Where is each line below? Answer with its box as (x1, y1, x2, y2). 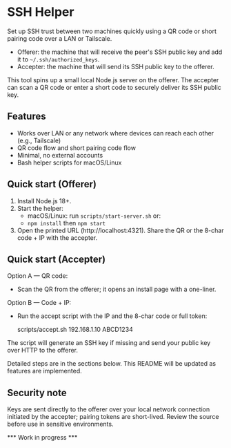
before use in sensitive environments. (7, 420, 114, 429)
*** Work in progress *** (7, 433, 78, 442)
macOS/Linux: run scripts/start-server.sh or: (27, 212, 161, 220)
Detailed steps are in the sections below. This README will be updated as (7, 360, 216, 368)
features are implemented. (7, 367, 83, 375)
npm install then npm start (27, 218, 106, 227)
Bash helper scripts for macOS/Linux (17, 158, 122, 167)
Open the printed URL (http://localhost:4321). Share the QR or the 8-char (17, 226, 224, 234)
